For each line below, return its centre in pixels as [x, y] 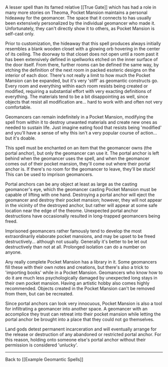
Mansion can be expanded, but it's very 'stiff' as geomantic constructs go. [82, 80]
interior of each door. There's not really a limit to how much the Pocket [78, 75]
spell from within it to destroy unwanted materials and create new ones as [81, 122]
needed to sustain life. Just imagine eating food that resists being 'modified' [83, 127]
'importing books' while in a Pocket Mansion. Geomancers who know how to [84, 272]
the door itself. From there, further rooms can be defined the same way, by [82, 65]
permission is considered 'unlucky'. [42, 345]
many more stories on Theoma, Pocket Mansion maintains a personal [76, 12]
